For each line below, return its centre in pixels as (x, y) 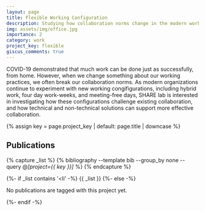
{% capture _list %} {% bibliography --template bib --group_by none (92, 160)
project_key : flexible (35, 46)
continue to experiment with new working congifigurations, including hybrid (101, 88)
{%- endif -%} (24, 202)
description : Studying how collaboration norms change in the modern (97, 23)
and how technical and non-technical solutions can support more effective (100, 108)
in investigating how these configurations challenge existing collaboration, (99, 101)
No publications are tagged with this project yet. (67, 190)
